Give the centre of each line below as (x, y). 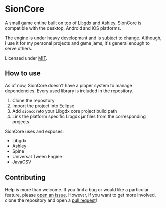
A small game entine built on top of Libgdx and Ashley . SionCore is (73, 23)
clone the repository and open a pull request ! (51, 200)
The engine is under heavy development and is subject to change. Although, (83, 38)
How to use (23, 74)
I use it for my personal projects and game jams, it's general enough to (78, 43)
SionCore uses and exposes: (35, 131)
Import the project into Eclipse (43, 106)
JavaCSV (22, 162)
